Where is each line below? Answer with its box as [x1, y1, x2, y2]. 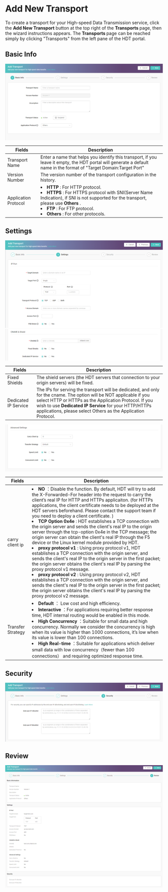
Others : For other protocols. [46, 211, 106, 217]
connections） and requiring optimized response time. [31, 653, 143, 659]
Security [5, 669, 32, 677]
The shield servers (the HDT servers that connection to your [36, 374, 160, 380]
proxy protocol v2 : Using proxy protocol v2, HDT [38, 571, 141, 577]
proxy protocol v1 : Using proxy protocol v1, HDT [38, 545, 141, 551]
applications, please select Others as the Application [36, 408, 144, 414]
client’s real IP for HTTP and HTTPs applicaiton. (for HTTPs [31, 497, 153, 503]
